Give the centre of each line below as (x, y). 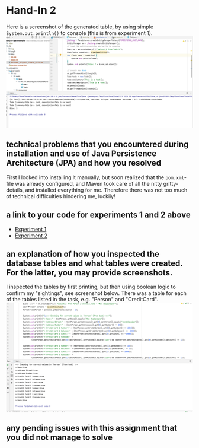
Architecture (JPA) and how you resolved (84, 163)
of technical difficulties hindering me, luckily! (61, 196)
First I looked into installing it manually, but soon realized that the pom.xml (95, 177)
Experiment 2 (31, 236)
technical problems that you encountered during (97, 144)
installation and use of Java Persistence (81, 154)
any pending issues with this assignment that (92, 428)
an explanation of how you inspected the (83, 254)
